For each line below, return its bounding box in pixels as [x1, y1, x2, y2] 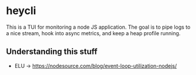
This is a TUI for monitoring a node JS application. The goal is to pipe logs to [6, 23, 191, 30]
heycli [6, 4, 36, 18]
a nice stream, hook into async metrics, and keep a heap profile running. [6, 29, 181, 36]
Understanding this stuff [6, 47, 98, 57]
